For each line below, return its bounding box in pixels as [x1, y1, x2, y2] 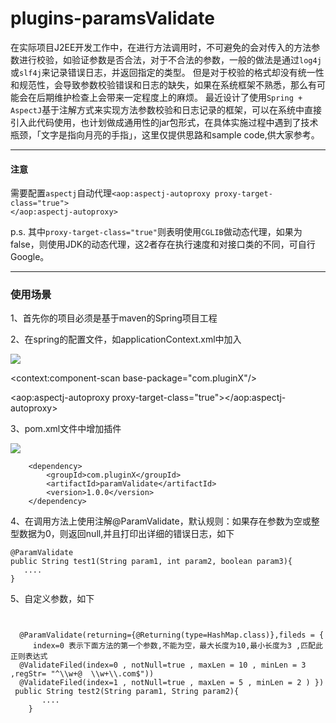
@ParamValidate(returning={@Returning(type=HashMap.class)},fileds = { [19, 630, 325, 641]
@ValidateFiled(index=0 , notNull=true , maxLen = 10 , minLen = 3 [19, 660, 307, 671]
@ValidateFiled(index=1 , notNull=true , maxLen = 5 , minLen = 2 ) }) [19, 678, 325, 688]
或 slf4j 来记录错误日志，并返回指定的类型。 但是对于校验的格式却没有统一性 [10, 66, 325, 78]
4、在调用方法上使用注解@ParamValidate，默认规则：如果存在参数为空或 [10, 515, 312, 527]
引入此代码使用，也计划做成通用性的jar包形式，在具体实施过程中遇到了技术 [10, 116, 319, 128]
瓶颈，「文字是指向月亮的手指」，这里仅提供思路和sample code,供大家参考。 [10, 128, 320, 141]
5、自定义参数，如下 [10, 593, 95, 605]
